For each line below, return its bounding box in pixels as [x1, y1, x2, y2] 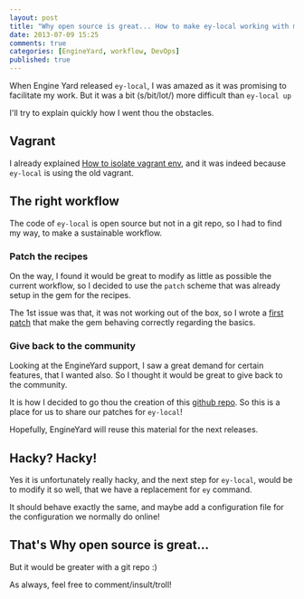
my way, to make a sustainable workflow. [9, 227, 163, 238]
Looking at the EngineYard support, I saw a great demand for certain [9, 360, 264, 372]
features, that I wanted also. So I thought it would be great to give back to [9, 370, 283, 381]
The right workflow [9, 194, 119, 209]
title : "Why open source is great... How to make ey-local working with [9, 22, 290, 31]
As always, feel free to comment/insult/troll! [9, 579, 172, 590]
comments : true [9, 38, 67, 48]
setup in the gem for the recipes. [9, 289, 131, 300]
